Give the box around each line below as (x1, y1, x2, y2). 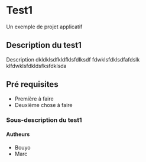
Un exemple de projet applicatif (6, 23, 83, 30)
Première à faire (14, 95, 54, 102)
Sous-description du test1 (6, 116, 82, 124)
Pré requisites (6, 79, 59, 89)
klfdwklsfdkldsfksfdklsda (6, 62, 67, 69)
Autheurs (6, 131, 30, 138)
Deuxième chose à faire (14, 101, 73, 108)
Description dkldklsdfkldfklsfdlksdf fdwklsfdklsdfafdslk (6, 56, 140, 63)
